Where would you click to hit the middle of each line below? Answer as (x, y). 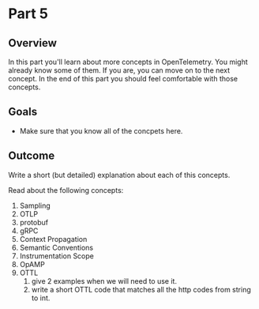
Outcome (32, 156)
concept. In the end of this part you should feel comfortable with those (123, 79)
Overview (33, 43)
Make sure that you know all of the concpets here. (101, 130)
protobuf (34, 222)
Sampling (35, 205)
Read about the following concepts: (66, 190)
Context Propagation (53, 239)
